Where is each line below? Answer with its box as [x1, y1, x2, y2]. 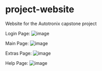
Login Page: [5, 30, 30, 36]
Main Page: [5, 40, 29, 46]
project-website [5, 4, 75, 15]
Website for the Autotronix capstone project [5, 20, 97, 27]
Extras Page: [5, 50, 32, 56]
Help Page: [5, 60, 29, 66]
